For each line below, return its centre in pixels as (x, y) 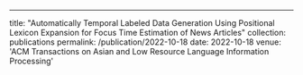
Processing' (32, 61)
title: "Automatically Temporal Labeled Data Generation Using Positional (142, 23)
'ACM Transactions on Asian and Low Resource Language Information (139, 51)
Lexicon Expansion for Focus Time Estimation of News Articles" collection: (148, 33)
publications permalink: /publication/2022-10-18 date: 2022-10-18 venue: (145, 42)
